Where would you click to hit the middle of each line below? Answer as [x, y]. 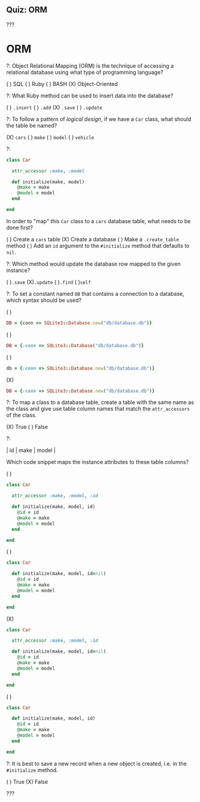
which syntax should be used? [44, 300]
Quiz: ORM [27, 10]
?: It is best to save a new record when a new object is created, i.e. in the [96, 763]
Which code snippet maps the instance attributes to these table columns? [98, 462]
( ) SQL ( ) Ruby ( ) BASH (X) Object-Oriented [62, 83]
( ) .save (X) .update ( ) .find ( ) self [49, 282]
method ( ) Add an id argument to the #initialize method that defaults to [98, 246]
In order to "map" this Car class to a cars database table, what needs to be [98, 221]
